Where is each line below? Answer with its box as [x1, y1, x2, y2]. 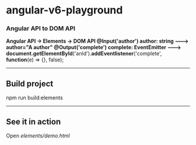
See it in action [6, 116, 61, 126]
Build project [6, 78, 54, 88]
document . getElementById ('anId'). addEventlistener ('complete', [6, 50, 162, 57]
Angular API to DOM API [6, 25, 76, 33]
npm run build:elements [6, 94, 63, 101]
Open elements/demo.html [6, 132, 70, 139]
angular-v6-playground [6, 4, 123, 17]
